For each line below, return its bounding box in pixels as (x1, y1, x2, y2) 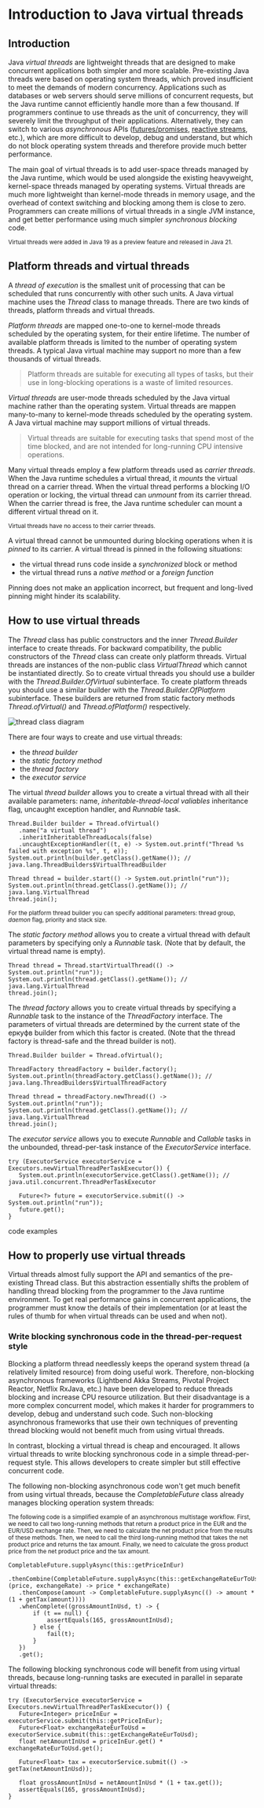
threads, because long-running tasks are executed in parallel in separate (8, 1672, 244, 1682)
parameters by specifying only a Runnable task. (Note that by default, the (8, 937, 246, 948)
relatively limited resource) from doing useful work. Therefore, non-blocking (8, 1367, 255, 1377)
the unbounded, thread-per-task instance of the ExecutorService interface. (8, 1142, 251, 1152)
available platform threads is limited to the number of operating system (8, 337, 237, 347)
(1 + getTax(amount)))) (8, 1595, 86, 1604)
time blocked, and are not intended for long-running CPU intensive (27, 442, 244, 451)
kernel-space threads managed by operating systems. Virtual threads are (8, 182, 246, 190)
